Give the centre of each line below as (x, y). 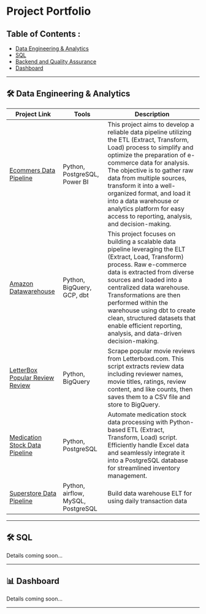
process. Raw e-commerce (147, 264)
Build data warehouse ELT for (150, 493)
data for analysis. (165, 162)
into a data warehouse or (143, 201)
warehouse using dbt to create (152, 310)
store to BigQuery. (134, 404)
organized (122, 193)
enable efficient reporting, (145, 326)
